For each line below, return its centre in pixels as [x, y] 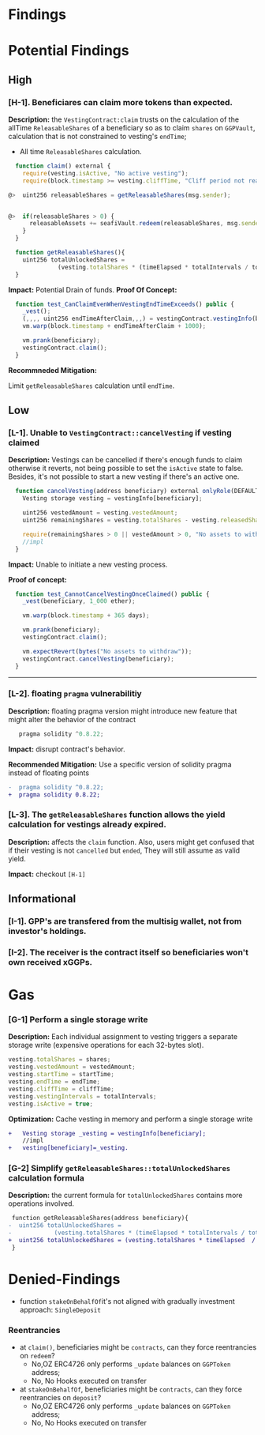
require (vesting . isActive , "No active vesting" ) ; [106, 173]
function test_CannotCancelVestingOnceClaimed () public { [113, 594]
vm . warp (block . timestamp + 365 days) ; [86, 616]
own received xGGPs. [50, 962]
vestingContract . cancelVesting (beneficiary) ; [99, 659]
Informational [42, 899]
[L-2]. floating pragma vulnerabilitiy [75, 694]
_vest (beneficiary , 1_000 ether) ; [79, 601]
